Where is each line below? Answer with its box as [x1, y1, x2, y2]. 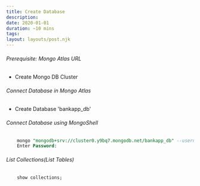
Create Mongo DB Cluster [14, 73, 79, 80]
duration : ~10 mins [6, 25, 55, 32]
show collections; [17, 174, 62, 181]
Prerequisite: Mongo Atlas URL [6, 55, 82, 62]
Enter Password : [17, 143, 58, 149]
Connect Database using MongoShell [6, 119, 98, 126]
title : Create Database [6, 8, 65, 15]
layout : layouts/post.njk [6, 36, 70, 42]
